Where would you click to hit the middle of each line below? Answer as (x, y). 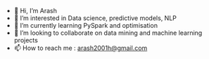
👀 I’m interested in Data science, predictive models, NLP (95, 18)
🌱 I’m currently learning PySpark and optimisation (86, 25)
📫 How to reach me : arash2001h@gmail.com (81, 48)
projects (26, 40)
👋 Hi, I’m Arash (36, 11)
